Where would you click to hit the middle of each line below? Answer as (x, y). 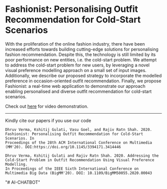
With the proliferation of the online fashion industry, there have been (75, 44)
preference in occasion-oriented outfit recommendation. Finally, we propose (83, 81)
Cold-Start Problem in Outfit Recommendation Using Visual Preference (80, 160)
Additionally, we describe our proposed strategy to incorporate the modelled (83, 75)
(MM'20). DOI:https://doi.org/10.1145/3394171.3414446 (63, 147)
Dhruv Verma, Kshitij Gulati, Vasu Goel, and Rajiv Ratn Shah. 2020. (79, 129)
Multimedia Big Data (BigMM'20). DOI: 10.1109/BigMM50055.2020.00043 (79, 173)
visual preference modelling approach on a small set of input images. (76, 70)
